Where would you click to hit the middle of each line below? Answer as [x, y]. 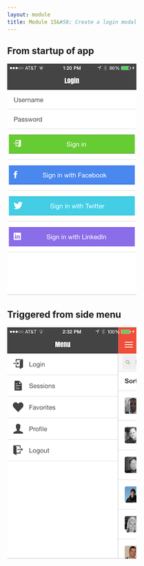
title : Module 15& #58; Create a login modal [72, 22]
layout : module [29, 15]
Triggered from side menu [64, 314]
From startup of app [51, 51]
